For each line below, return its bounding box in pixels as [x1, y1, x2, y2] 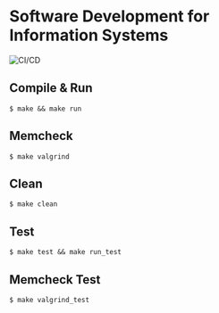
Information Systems [9, 25, 169, 45]
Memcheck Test [9, 272, 101, 287]
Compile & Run [9, 80, 93, 95]
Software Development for [9, 6, 210, 27]
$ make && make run [9, 104, 82, 113]
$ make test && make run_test [9, 248, 122, 257]
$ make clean [9, 200, 58, 209]
